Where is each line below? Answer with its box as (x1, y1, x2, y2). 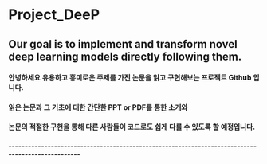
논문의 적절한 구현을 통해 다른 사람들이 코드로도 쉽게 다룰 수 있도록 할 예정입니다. (8, 122, 256, 132)
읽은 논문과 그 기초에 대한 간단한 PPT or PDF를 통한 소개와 (8, 102, 188, 112)
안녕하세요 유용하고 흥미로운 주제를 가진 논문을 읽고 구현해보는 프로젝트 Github (8, 73, 252, 83)
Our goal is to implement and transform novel (8, 37, 238, 51)
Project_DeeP (8, 6, 100, 24)
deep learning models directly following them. (8, 49, 242, 63)
